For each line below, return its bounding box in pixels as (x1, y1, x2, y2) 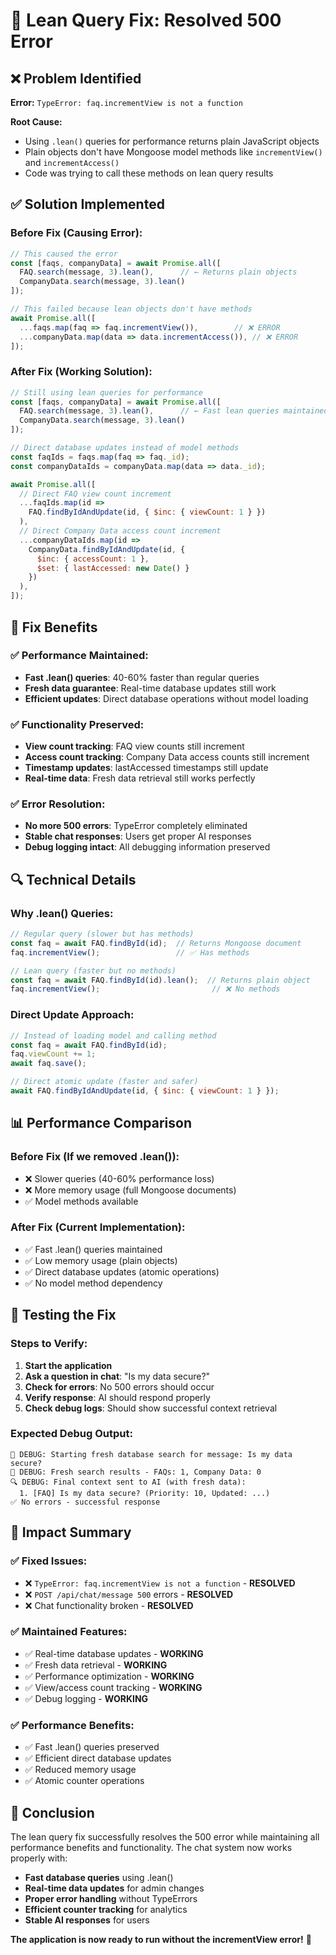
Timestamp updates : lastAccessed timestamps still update (24, 762, 269, 774)
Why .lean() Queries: (10, 906, 114, 920)
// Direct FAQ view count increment (19, 489, 172, 499)
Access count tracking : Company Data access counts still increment (24, 751, 310, 763)
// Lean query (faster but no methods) (10, 965, 177, 976)
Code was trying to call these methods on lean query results (24, 167, 274, 179)
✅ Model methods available (24, 1195, 139, 1207)
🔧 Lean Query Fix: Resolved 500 (10, 9, 282, 32)
